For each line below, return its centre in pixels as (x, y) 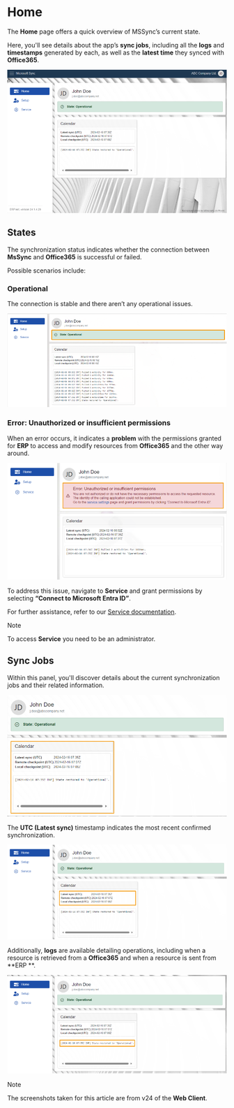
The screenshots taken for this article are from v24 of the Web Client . (107, 1098)
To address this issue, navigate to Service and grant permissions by (105, 591)
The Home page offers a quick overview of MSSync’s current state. (104, 31)
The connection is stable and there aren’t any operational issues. (100, 303)
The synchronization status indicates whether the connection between (109, 250)
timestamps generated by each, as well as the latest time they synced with (116, 52)
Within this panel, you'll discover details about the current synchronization (114, 677)
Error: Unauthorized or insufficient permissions (89, 423)
